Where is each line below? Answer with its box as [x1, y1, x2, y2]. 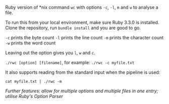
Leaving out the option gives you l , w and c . [5, 50, 96, 56]
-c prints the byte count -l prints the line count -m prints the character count [5, 35, 164, 40]
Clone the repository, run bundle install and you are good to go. [5, 25, 141, 31]
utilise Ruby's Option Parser [5, 93, 63, 99]
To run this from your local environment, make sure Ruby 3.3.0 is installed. [5, 20, 159, 25]
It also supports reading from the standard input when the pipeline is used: [5, 69, 160, 75]
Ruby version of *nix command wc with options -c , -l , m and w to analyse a [5, 5, 158, 10]
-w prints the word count [5, 40, 56, 46]
